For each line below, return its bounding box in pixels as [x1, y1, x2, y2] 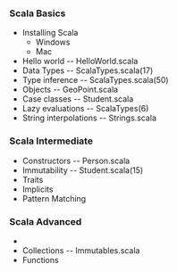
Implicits [21, 184, 54, 194]
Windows [35, 37, 71, 47]
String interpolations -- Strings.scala [21, 112, 156, 123]
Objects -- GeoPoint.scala [21, 84, 119, 95]
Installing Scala [21, 28, 79, 38]
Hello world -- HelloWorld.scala [21, 56, 139, 67]
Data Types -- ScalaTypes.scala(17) [21, 65, 154, 76]
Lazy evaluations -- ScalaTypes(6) [21, 103, 149, 114]
